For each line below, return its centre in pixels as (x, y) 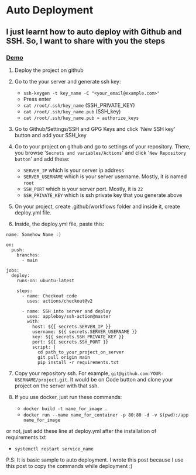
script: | (44, 347)
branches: (29, 255)
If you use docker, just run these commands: (68, 397)
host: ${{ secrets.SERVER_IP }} (71, 327)
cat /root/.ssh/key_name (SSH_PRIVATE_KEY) (79, 105)
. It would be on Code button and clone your (120, 379)
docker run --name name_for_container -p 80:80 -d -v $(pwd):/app (106, 415)
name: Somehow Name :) (34, 234)
